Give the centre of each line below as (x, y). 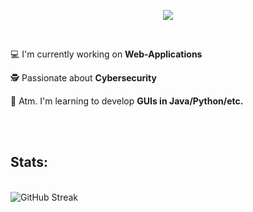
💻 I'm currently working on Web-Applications (106, 54)
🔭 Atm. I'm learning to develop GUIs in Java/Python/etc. (127, 101)
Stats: (29, 162)
